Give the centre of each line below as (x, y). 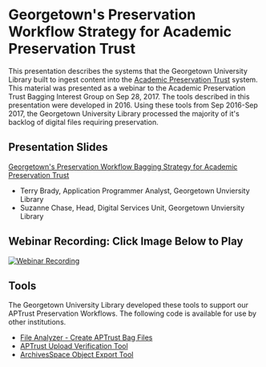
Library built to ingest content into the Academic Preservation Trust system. (133, 79)
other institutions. (37, 322)
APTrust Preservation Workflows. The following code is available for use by (133, 313)
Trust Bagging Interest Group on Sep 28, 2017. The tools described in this (129, 96)
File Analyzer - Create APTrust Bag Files (86, 337)
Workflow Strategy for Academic (120, 32)
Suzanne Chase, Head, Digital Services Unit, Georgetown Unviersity (132, 208)
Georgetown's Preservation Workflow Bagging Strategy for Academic (123, 167)
